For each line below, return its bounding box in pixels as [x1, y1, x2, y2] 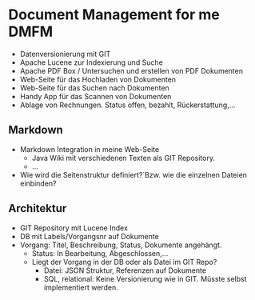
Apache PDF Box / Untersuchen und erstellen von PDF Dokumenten [19, 66, 244, 75]
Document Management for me [8, 6, 220, 24]
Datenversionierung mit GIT [19, 49, 111, 58]
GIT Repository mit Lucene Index [19, 222, 128, 233]
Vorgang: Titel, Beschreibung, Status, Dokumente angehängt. [19, 240, 222, 250]
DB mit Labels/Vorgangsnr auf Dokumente [19, 231, 160, 241]
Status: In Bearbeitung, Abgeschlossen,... [31, 248, 169, 258]
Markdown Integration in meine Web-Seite [19, 144, 160, 154]
